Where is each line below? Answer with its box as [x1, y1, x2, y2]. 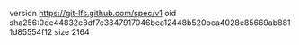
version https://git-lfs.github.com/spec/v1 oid [9, 8, 177, 18]
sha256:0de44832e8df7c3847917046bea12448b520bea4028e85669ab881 [9, 17, 291, 28]
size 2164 [54, 27, 90, 37]
